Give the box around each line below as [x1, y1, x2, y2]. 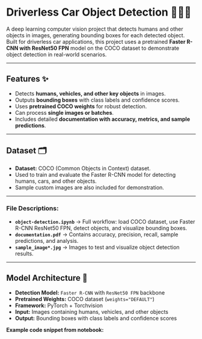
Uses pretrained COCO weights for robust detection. [14, 102, 147, 110]
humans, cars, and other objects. [14, 177, 97, 185]
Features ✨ [6, 74, 49, 84]
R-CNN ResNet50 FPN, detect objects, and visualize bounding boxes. [14, 224, 188, 231]
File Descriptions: [6, 204, 59, 213]
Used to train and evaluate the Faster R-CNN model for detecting [14, 171, 176, 178]
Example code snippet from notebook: [6, 326, 104, 333]
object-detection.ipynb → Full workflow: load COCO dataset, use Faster [14, 218, 195, 225]
